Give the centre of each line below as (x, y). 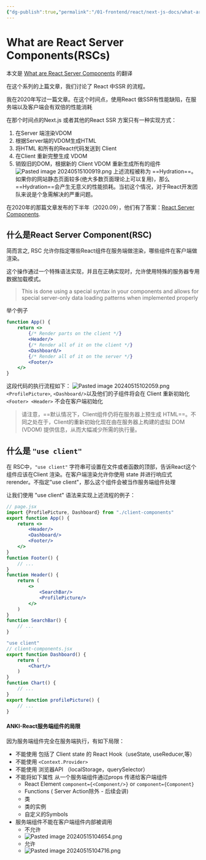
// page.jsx (21, 506)
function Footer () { (33, 558)
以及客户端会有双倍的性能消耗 (55, 107)
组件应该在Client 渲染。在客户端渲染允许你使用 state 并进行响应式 (90, 474)
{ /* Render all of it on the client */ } (81, 345)
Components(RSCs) (58, 55)
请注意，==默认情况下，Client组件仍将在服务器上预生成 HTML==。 (106, 414)
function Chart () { (31, 683)
